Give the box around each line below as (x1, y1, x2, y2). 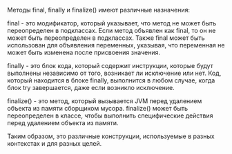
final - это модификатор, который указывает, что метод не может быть (7, 19, 217, 27)
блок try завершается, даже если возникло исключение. (7, 84, 175, 91)
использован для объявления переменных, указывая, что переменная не (7, 41, 225, 49)
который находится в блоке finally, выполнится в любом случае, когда (7, 76, 215, 85)
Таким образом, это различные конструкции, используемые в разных (7, 132, 215, 140)
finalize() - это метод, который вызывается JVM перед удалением (7, 97, 202, 105)
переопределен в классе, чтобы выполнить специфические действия (7, 111, 213, 120)
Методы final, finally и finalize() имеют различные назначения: (7, 6, 190, 14)
